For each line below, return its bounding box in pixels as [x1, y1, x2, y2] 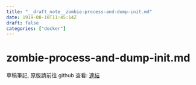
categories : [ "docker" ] [6, 25, 66, 32]
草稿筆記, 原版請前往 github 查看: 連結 [6, 72, 100, 79]
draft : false [6, 20, 39, 26]
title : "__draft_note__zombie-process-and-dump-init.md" [6, 8, 153, 15]
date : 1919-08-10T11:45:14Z [6, 14, 77, 20]
